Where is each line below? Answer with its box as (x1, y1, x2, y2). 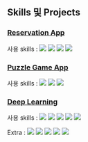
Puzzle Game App (7, 62, 69, 72)
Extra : (7, 128, 26, 137)
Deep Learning (7, 97, 58, 106)
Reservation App (7, 28, 65, 38)
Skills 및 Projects (7, 6, 81, 19)
